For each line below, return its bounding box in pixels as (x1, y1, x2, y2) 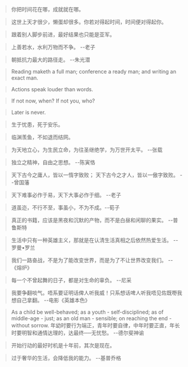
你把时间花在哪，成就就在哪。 (11, 6, 84, 12)
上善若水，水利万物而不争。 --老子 (11, 44, 96, 50)
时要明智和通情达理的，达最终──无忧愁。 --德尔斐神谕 (11, 329, 144, 336)
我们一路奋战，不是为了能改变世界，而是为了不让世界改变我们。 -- (11, 257, 173, 263)
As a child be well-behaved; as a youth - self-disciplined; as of (11, 308, 164, 315)
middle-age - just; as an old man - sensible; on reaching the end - (11, 315, 172, 322)
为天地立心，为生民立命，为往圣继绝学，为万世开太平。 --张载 (11, 146, 163, 153)
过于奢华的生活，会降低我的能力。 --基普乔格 (11, 355, 122, 361)
